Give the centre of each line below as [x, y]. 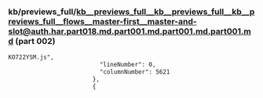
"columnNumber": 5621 [135, 72]
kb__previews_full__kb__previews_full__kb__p [165, 12]
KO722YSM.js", [31, 57]
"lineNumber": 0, [128, 65]
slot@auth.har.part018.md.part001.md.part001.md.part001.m [130, 31]
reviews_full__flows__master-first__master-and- [103, 21]
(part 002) [36, 41]
